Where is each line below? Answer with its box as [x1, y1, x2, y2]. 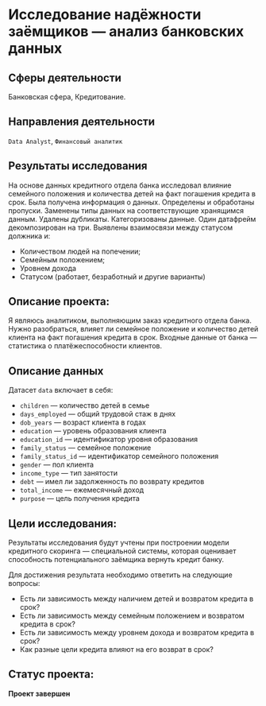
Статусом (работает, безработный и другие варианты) [19, 272, 206, 281]
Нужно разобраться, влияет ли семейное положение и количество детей [8, 324, 259, 334]
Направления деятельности [8, 115, 156, 129]
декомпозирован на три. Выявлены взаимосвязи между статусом [8, 223, 233, 232]
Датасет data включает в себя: [8, 386, 114, 395]
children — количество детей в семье [19, 401, 150, 410]
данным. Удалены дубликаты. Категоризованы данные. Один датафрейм [8, 214, 256, 223]
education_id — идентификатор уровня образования [19, 435, 199, 444]
